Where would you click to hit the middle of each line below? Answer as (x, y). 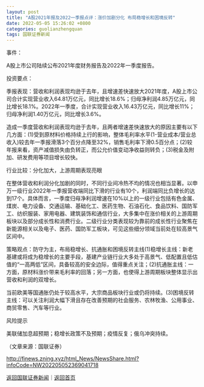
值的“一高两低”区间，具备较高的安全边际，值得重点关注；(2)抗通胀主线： (97, 264)
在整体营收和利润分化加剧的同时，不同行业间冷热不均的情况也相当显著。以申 (102, 183)
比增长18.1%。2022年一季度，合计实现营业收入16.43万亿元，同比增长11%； (100, 106)
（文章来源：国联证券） (36, 346)
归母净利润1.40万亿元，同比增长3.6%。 (56, 114)
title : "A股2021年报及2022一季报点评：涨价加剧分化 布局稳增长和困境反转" (91, 18)
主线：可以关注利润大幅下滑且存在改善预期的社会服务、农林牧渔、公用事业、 (102, 300)
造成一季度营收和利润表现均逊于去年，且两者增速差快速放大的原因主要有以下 (102, 127)
